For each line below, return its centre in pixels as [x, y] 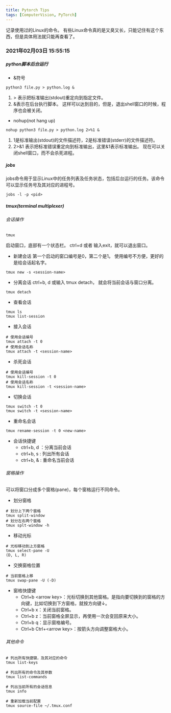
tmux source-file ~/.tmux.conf [39, 706]
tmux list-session [25, 316]
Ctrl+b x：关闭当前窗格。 [47, 610]
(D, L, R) [16, 555]
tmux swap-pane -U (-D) [31, 581]
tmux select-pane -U [28, 551]
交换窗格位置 [27, 565]
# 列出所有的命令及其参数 [29, 673]
